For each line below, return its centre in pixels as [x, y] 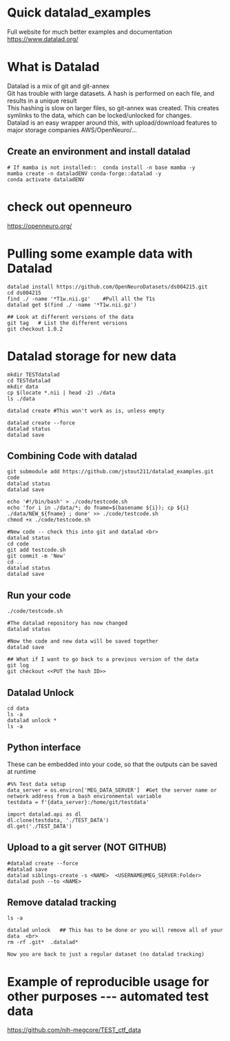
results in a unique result [42, 101]
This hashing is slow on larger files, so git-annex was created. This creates [113, 107]
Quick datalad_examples [79, 13]
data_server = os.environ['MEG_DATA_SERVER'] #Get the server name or [112, 790]
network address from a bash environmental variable [84, 796]
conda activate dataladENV [46, 179]
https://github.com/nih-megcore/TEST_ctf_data [74, 1030]
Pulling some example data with [100, 254]
